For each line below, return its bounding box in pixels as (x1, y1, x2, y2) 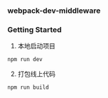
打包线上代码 (17, 70, 55, 78)
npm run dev (7, 56, 43, 63)
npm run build (7, 84, 50, 91)
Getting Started (7, 24, 62, 34)
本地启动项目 (17, 42, 55, 50)
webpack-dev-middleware (7, 6, 101, 16)
